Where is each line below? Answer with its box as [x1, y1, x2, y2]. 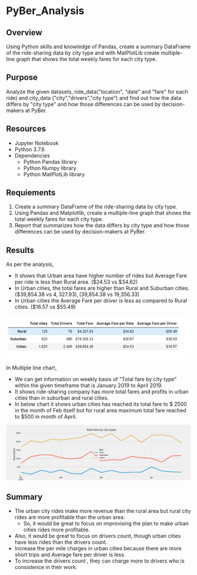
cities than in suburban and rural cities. [14, 395, 109, 402]
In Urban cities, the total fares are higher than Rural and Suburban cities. [14, 285, 189, 292]
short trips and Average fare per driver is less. [14, 551, 126, 559]
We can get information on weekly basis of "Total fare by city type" [14, 376, 177, 383]
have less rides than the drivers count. [14, 539, 107, 546]
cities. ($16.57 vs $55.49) [14, 304, 76, 311]
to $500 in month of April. [14, 413, 77, 421]
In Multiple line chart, [6, 364, 57, 371]
